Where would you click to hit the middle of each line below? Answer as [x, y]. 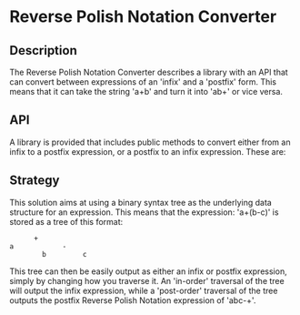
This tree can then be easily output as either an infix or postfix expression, [149, 271]
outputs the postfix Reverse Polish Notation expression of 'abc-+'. [133, 300]
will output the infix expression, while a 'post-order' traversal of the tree [144, 290]
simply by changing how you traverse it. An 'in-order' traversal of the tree [147, 280]
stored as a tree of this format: [66, 221]
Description [43, 51]
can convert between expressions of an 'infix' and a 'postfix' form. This [143, 82]
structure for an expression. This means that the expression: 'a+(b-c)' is [144, 212]
